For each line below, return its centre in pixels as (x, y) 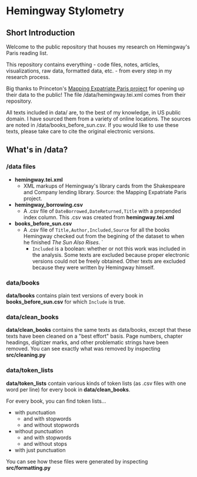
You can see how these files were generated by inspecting (77, 461)
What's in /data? (37, 150)
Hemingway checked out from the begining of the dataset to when (104, 236)
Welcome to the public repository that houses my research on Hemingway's (98, 47)
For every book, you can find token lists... (56, 401)
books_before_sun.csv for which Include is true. (66, 302)
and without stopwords (51, 425)
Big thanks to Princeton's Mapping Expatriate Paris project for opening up (95, 89)
